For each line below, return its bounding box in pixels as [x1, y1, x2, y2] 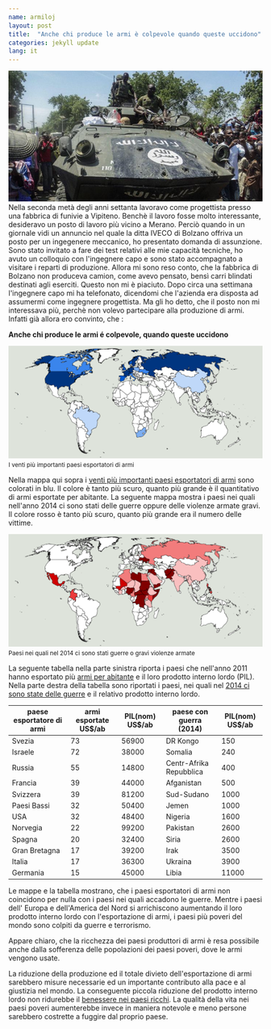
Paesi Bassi [11, 800, 50, 810]
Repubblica [165, 767, 204, 777]
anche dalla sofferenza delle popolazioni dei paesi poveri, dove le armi [8, 944, 243, 954]
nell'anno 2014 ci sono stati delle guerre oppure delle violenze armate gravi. [8, 501, 261, 510]
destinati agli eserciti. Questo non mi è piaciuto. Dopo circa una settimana [8, 279, 253, 289]
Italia [11, 857, 28, 867]
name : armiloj [8, 13, 56, 21]
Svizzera [11, 789, 41, 799]
